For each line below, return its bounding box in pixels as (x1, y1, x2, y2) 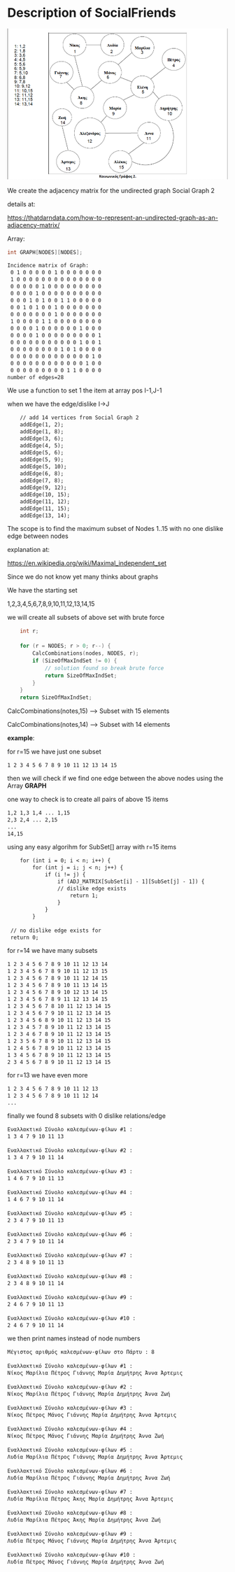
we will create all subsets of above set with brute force (7, 614, 165, 622)
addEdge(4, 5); (20, 442, 64, 449)
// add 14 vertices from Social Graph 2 (20, 414, 139, 421)
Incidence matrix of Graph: (7, 262, 90, 269)
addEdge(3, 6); (20, 435, 64, 442)
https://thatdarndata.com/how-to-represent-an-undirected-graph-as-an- (7, 213, 218, 222)
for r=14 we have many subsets (7, 947, 98, 955)
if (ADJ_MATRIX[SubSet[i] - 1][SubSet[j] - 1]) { (57, 878, 205, 886)
